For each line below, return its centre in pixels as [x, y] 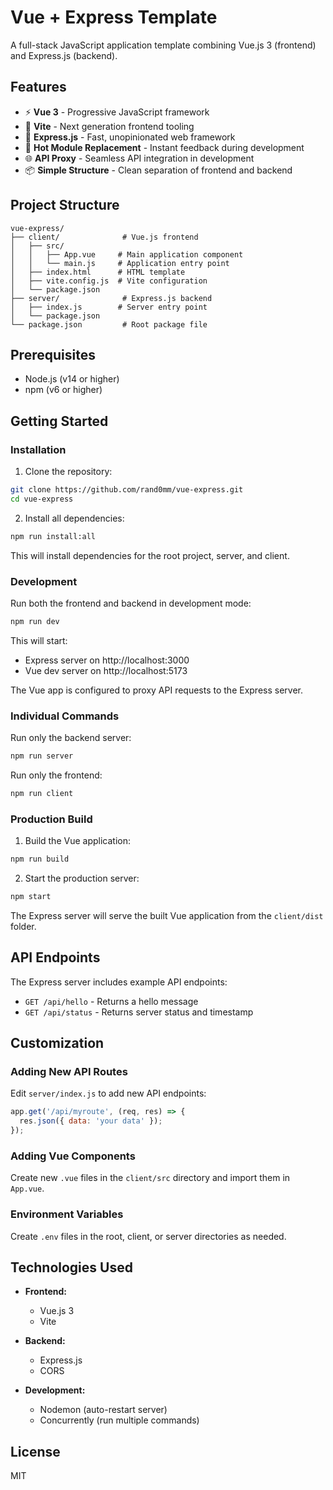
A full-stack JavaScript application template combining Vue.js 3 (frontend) [163, 45]
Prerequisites [53, 354]
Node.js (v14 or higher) [72, 379]
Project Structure [65, 205]
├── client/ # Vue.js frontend [104, 237]
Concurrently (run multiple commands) [119, 1420]
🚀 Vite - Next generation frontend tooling [109, 126]
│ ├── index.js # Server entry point [109, 307]
